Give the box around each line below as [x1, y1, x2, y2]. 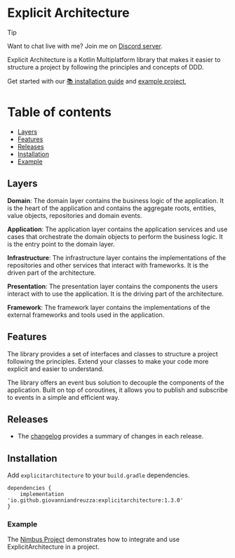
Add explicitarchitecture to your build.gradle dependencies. [7, 471, 190, 479]
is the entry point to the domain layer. [7, 240, 115, 248]
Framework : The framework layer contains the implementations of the [7, 303, 210, 311]
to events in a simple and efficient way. [7, 393, 120, 401]
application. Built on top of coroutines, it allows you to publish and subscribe [7, 385, 228, 394]
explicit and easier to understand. [7, 364, 104, 373]
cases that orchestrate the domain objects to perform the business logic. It [7, 232, 223, 240]
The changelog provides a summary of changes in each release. [17, 432, 204, 441]
